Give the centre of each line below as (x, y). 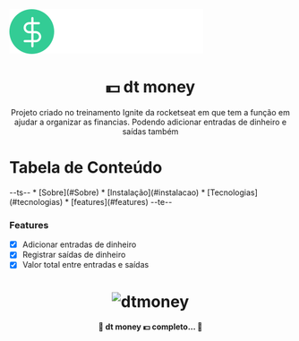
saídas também (150, 131)
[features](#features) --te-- (122, 201)
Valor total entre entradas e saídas (85, 265)
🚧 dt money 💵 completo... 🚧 (150, 327)
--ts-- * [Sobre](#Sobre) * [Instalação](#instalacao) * (107, 192)
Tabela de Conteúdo (86, 168)
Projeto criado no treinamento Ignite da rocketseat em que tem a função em (150, 112)
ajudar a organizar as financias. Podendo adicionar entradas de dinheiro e (150, 122)
